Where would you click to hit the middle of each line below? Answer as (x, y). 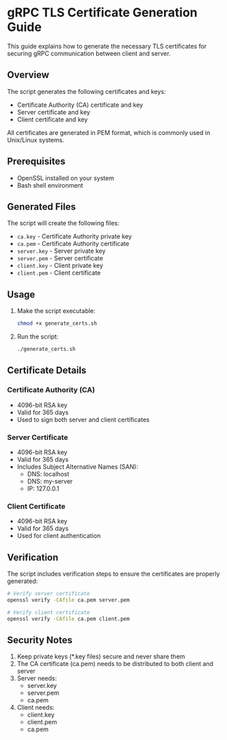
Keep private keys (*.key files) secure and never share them (101, 656)
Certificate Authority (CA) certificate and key (80, 105)
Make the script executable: (56, 311)
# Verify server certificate (49, 594)
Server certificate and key (53, 112)
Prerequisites (36, 161)
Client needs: (36, 708)
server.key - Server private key (61, 251)
